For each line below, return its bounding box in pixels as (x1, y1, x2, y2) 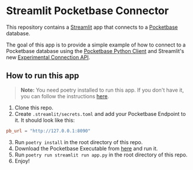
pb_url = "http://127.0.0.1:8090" (6, 128, 91, 134)
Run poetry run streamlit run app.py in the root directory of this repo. (14, 151, 188, 158)
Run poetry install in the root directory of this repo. (14, 138, 143, 145)
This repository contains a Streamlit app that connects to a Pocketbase (6, 24, 178, 31)
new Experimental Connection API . (6, 54, 91, 61)
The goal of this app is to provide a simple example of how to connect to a (6, 41, 186, 48)
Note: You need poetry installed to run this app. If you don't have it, (20, 86, 184, 94)
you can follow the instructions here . (20, 92, 109, 99)
